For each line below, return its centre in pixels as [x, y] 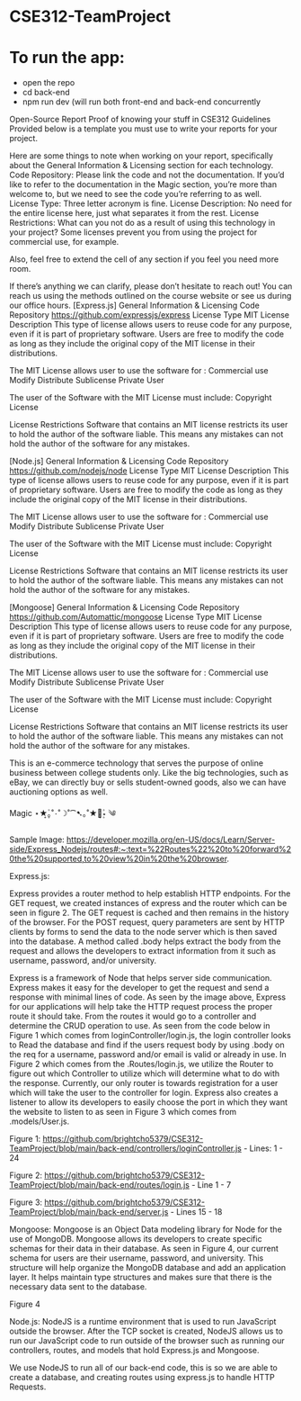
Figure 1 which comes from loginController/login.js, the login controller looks [150, 1036]
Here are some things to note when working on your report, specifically [142, 156]
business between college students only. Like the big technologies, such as [149, 773]
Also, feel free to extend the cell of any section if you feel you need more [144, 259]
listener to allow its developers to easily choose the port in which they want [148, 1102]
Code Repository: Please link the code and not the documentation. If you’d [147, 175]
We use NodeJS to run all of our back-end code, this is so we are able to [144, 1368]
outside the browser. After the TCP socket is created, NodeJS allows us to [146, 1331]
